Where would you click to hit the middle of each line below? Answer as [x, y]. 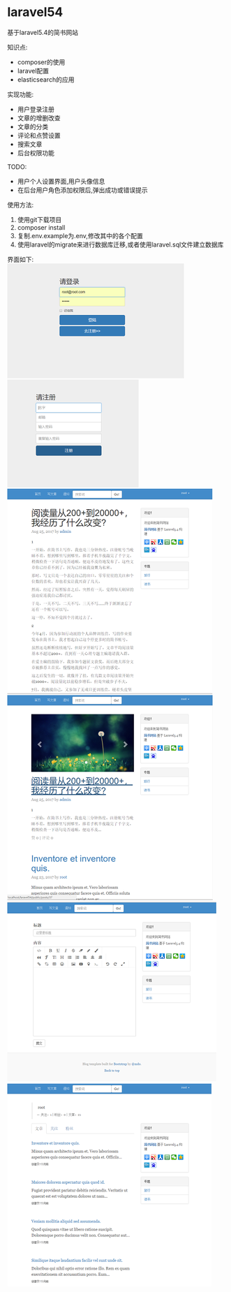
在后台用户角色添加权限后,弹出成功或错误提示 [82, 190]
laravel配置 [33, 71]
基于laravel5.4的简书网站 [43, 32]
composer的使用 [41, 62]
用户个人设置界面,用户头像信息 [61, 181]
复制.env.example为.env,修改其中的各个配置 [80, 235]
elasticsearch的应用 [46, 79]
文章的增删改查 [39, 118]
